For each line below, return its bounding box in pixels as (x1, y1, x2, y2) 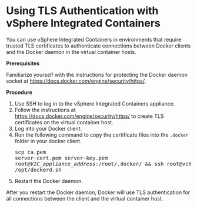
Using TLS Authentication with (6, 4, 159, 18)
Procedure (6, 89, 32, 96)
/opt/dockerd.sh (14, 166, 62, 173)
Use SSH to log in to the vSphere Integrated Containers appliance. (14, 100, 175, 107)
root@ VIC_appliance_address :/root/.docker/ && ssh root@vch (14, 160, 192, 167)
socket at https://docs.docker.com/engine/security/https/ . (6, 77, 146, 84)
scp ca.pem (14, 148, 46, 155)
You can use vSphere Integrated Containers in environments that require (6, 36, 182, 43)
